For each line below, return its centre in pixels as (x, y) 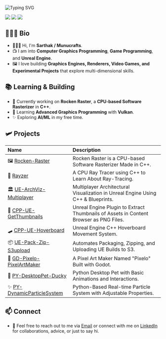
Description (87, 150)
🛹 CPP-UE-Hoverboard (36, 230)
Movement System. (95, 234)
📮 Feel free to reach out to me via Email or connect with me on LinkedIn (85, 326)
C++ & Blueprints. (93, 199)
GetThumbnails (25, 217)
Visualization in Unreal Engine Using (114, 193)
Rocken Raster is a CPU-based (108, 159)
